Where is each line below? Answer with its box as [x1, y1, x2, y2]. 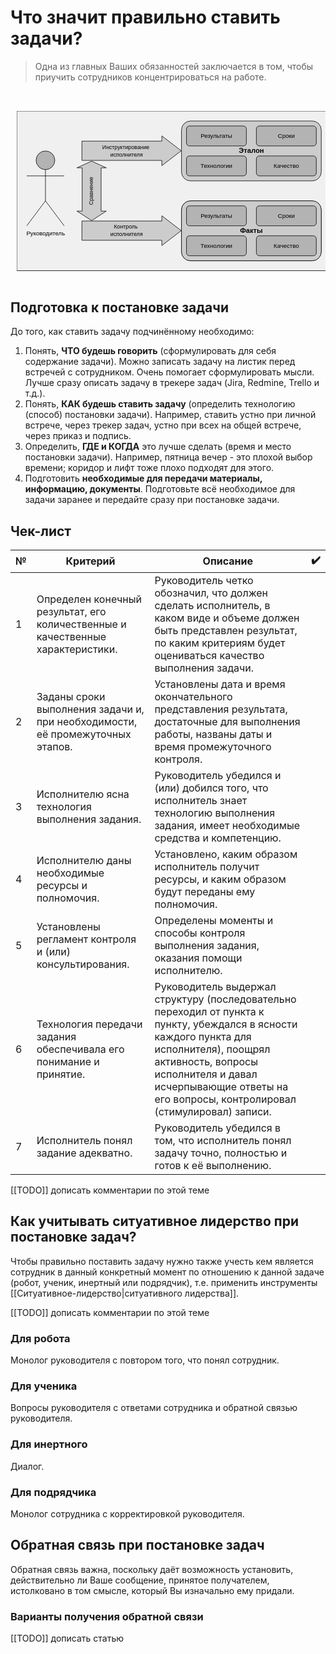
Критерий [65, 554, 116, 568]
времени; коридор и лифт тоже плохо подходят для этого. [24, 462, 275, 474]
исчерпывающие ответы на [154, 1079, 289, 1093]
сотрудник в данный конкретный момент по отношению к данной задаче [10, 1266, 325, 1278]
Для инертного [10, 1437, 88, 1451]
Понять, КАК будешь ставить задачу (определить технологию [24, 398, 296, 410]
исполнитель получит [154, 859, 260, 873]
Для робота [10, 1331, 71, 1345]
